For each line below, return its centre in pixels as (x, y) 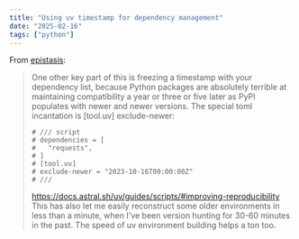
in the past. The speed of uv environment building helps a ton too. (154, 225)
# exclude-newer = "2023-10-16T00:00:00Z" (112, 172)
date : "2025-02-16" (46, 26)
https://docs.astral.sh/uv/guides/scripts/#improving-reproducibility (155, 197)
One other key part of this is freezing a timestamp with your (142, 78)
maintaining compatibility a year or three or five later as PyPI (143, 97)
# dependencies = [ (68, 141)
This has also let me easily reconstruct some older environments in (156, 206)
